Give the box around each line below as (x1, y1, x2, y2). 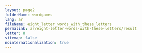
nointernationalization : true (5, 40, 69, 45)
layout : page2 (5, 7, 35, 13)
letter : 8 (5, 31, 26, 36)
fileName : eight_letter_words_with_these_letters (5, 21, 112, 27)
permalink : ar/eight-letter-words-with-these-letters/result (5, 26, 137, 31)
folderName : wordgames (5, 12, 53, 17)
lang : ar (5, 17, 23, 22)
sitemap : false (5, 36, 37, 41)
